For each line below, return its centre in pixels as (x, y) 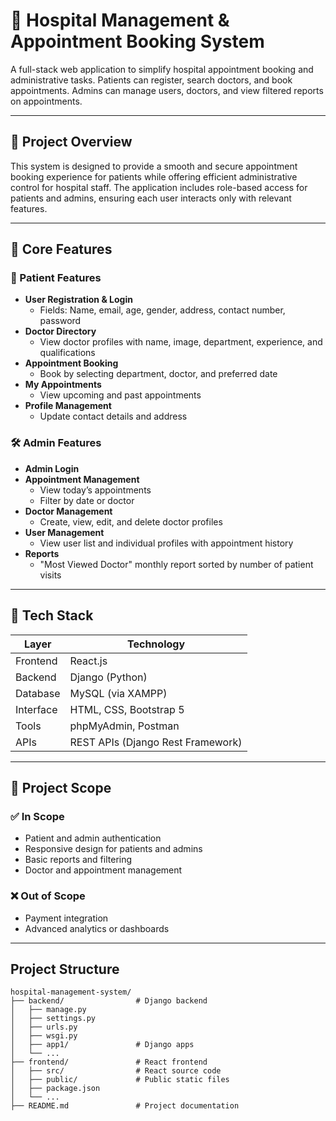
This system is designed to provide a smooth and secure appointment (154, 166)
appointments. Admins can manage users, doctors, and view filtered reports (167, 90)
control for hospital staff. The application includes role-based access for (159, 187)
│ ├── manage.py (48, 1010)
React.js (88, 661)
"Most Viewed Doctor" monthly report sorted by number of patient (176, 564)
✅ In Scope (37, 816)
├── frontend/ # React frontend (109, 1062)
